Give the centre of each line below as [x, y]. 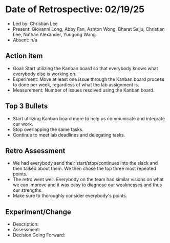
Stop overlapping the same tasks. [48, 129]
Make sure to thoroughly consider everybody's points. [70, 196]
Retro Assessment [35, 151]
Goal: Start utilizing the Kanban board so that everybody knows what [85, 68]
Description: [26, 224]
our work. [23, 124]
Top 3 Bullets [27, 106]
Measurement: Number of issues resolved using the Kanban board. [83, 90]
